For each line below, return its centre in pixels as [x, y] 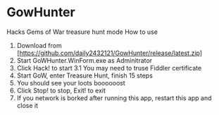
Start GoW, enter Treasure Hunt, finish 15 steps [85, 75]
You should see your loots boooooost [71, 83]
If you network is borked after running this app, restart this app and [114, 98]
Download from [39, 45]
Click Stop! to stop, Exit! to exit [61, 90]
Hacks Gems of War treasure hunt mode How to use [82, 32]
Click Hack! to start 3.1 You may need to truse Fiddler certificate [109, 68]
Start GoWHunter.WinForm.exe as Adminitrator [85, 60]
